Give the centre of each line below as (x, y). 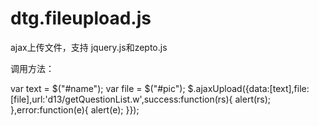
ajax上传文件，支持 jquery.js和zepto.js (89, 47)
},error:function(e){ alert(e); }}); (75, 109)
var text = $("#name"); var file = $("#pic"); (98, 88)
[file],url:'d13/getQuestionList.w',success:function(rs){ (121, 99)
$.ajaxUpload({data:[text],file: (248, 88)
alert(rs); (253, 99)
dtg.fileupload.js (81, 18)
